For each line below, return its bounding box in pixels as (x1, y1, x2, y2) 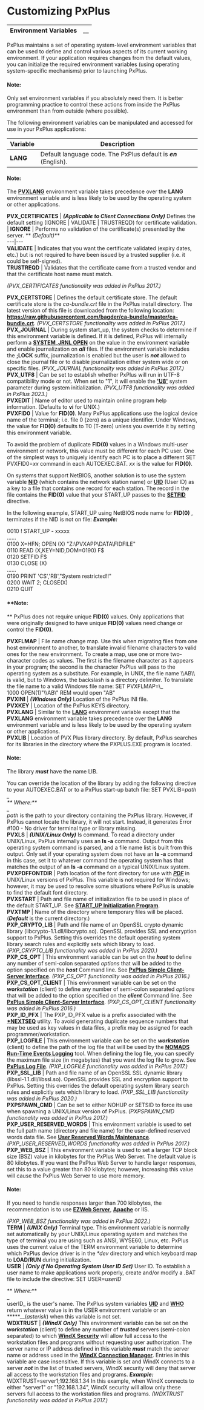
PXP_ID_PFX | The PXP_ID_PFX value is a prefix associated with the (7, 1011, 176, 1018)
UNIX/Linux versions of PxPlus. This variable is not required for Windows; (7, 876, 190, 883)
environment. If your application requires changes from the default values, (7, 54, 192, 61)
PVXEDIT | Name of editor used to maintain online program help (7, 397, 167, 404)
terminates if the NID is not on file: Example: (7, 516, 117, 523)
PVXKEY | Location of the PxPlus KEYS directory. (7, 701, 131, 709)
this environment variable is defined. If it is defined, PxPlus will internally (7, 333, 187, 340)
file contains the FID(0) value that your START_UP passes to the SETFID (7, 491, 186, 498)
